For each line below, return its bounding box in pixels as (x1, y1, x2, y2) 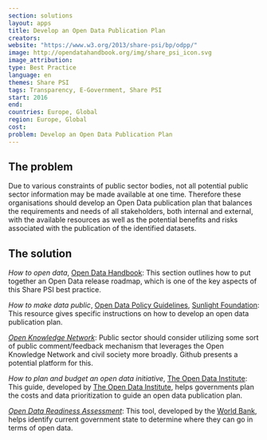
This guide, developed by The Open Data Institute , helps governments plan (8, 383, 255, 392)
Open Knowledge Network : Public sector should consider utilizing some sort (8, 333, 259, 343)
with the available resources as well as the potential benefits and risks (8, 215, 238, 224)
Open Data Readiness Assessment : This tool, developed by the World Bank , (8, 406, 257, 416)
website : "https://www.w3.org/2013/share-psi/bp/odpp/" (8, 42, 198, 50)
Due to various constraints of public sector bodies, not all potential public (8, 181, 249, 191)
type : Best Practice (8, 64, 77, 72)
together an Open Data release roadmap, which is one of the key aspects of (8, 276, 257, 286)
